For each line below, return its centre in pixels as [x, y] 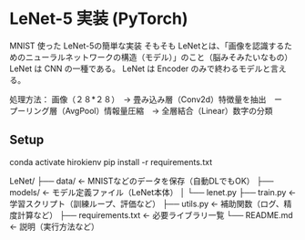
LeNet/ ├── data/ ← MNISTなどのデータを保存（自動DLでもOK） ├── [142, 181]
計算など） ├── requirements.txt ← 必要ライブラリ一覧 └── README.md [155, 214]
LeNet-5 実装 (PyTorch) [99, 19]
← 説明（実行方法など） [55, 226]
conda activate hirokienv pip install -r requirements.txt [111, 162]
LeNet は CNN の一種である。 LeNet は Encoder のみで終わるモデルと [140, 68]
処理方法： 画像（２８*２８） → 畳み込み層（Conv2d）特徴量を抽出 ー [146, 99]
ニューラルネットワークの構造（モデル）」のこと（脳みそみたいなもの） [159, 57]
